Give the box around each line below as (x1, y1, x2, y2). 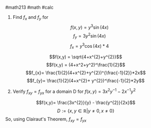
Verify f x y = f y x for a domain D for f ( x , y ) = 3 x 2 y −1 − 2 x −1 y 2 (12, 87, 136, 95)
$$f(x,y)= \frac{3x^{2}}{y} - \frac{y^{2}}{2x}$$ (36, 99, 136, 106)
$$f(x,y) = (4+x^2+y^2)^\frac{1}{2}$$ (46, 62, 125, 68)
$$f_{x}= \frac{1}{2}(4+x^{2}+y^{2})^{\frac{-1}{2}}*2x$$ (25, 70, 146, 76)
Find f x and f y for (12, 14, 48, 21)
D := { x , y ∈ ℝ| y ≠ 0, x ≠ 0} (57, 108, 115, 114)
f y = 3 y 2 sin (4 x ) (73, 32, 106, 40)
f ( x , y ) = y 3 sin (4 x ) (70, 23, 109, 30)
